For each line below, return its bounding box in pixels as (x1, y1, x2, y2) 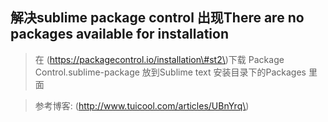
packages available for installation (10, 26, 230, 43)
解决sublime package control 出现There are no (10, 9, 305, 27)
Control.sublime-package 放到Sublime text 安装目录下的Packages (34, 66, 307, 78)
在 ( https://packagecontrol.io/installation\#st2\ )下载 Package (34, 53, 285, 65)
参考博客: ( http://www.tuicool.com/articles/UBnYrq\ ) (34, 99, 250, 112)
